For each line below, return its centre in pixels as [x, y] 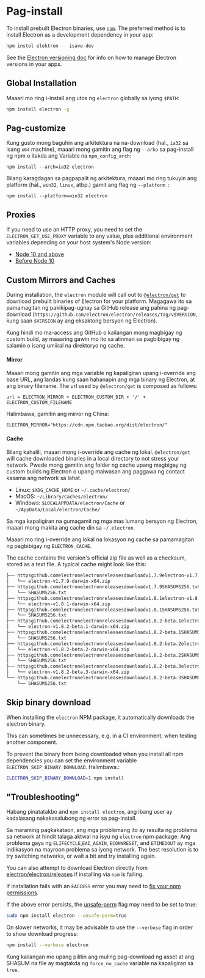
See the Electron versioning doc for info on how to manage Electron [92, 57]
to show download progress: [42, 934]
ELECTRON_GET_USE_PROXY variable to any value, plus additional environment [100, 236]
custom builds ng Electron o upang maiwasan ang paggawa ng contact [95, 472]
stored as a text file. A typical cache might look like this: [76, 564]
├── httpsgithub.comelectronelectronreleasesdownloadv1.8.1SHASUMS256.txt [103, 610]
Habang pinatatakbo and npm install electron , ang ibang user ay [89, 812]
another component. [32, 742]
